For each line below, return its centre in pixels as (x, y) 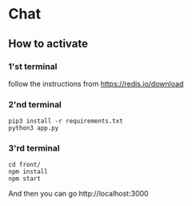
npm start (25, 179)
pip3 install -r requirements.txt (66, 121)
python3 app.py (34, 128)
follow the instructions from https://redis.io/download (96, 83)
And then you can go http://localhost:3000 (79, 194)
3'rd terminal (34, 148)
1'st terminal (33, 67)
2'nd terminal (35, 104)
